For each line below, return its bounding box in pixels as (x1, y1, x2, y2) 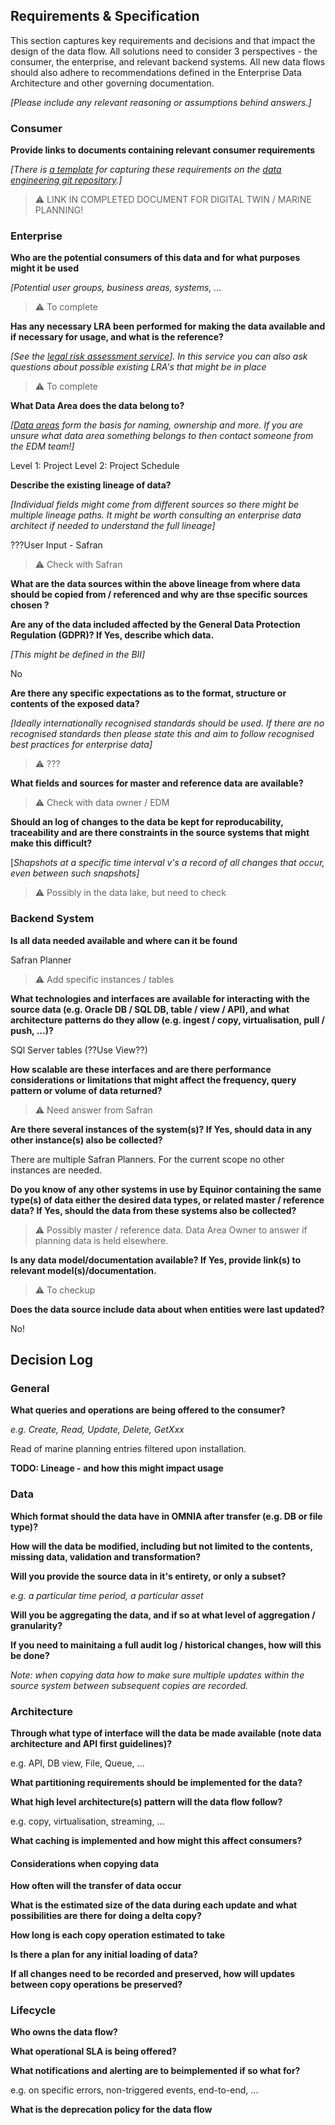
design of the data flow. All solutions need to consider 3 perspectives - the (10, 45, 318, 57)
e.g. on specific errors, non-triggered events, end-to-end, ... (10, 2084, 259, 2096)
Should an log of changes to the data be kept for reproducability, (10, 816, 284, 828)
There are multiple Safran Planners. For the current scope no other (10, 1153, 285, 1165)
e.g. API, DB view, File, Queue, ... (10, 1757, 145, 1769)
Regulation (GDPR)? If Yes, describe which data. (10, 629, 215, 641)
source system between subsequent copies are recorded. (10, 1679, 249, 1691)
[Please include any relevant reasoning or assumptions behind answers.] (10, 96, 312, 108)
